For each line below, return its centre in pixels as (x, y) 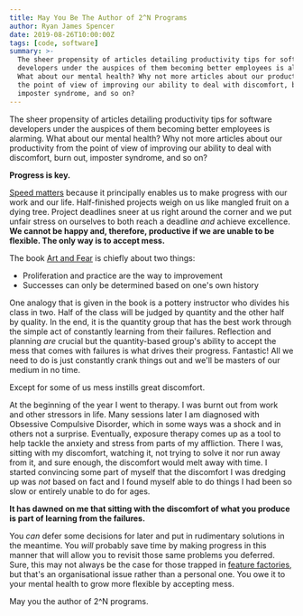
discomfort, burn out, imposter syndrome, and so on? (108, 157)
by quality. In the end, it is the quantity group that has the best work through (151, 322)
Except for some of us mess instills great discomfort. (107, 387)
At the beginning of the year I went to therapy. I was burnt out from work (144, 405)
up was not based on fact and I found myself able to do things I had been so (151, 481)
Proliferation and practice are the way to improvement (123, 275)
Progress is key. (40, 175)
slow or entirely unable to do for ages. (80, 491)
